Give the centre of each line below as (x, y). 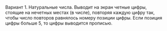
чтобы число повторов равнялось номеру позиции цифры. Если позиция (84, 18)
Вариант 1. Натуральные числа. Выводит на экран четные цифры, (76, 7)
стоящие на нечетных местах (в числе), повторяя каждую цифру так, (80, 12)
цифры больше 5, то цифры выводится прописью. (59, 23)
